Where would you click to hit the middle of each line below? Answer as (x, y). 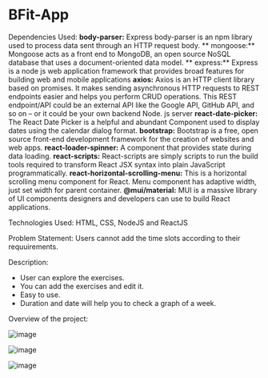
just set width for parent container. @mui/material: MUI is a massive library (133, 190)
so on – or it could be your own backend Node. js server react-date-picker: (133, 113)
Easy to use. (40, 295)
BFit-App (39, 15)
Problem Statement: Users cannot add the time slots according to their (124, 238)
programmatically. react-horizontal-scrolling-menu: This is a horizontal (128, 173)
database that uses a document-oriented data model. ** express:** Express (133, 62)
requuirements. (33, 247)
